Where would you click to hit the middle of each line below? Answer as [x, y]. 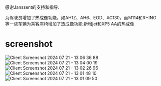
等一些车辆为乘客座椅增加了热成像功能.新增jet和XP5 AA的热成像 [70, 24]
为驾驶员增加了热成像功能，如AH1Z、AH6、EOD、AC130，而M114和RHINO [81, 18]
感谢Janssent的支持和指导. [32, 7]
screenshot [29, 44]
